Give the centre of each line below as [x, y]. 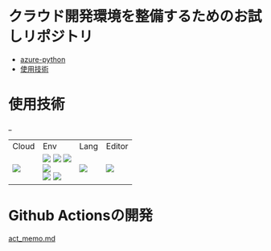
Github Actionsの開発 [80, 216]
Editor [117, 146]
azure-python [43, 59]
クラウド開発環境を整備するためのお [128, 16]
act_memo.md [32, 238]
